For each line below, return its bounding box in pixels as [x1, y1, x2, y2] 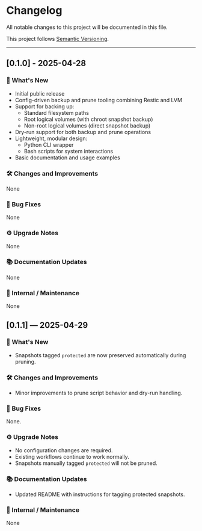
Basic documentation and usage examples [14, 154, 120, 161]
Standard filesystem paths [23, 109, 89, 116]
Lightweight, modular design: [14, 135, 88, 142]
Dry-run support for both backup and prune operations [14, 128, 151, 135]
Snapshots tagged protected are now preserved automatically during [14, 351, 186, 358]
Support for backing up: [14, 103, 75, 110]
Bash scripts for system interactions [23, 147, 114, 155]
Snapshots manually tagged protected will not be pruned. [14, 459, 158, 467]
